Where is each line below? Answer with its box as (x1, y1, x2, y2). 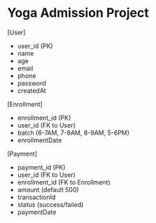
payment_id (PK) (17, 163, 66, 171)
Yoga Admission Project (7, 5, 149, 21)
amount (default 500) (17, 185, 79, 194)
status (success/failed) (17, 200, 84, 208)
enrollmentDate (17, 135, 62, 144)
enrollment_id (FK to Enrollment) (17, 177, 111, 187)
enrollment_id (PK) (17, 114, 71, 122)
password (17, 79, 47, 87)
